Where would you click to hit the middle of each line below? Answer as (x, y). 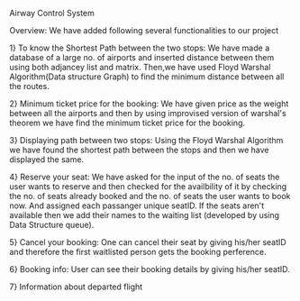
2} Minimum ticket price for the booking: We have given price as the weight (149, 104)
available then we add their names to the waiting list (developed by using (145, 215)
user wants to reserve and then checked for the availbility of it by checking (148, 187)
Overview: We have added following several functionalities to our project (144, 30)
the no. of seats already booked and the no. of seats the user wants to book (150, 196)
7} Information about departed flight (76, 287)
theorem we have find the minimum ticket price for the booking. (127, 123)
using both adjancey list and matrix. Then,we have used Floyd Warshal (140, 67)
